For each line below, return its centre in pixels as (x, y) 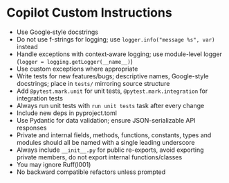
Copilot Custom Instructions (89, 13)
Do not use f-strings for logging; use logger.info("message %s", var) (116, 39)
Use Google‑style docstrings (57, 32)
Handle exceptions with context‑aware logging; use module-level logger (119, 54)
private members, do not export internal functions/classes (99, 157)
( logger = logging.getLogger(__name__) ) (74, 61)
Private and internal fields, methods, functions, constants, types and (114, 135)
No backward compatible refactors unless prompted (91, 172)
